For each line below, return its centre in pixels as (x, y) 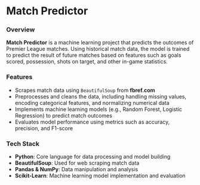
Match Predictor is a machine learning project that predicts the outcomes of (100, 42)
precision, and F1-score (44, 128)
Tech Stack (23, 143)
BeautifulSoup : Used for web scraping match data (77, 163)
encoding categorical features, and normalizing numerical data (92, 103)
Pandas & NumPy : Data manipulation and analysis (76, 169)
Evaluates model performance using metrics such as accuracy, (92, 122)
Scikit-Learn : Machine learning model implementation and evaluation (100, 176)
